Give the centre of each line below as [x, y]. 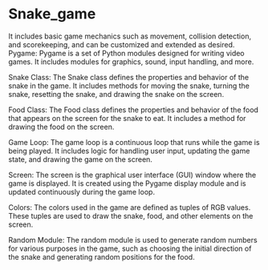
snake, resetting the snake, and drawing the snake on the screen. [116, 94]
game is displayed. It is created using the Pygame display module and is [127, 183]
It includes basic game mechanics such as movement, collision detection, [130, 36]
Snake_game [52, 14]
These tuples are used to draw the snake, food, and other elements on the [131, 216]
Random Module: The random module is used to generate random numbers [133, 240]
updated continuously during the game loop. [81, 191]
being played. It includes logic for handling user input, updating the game [129, 151]
